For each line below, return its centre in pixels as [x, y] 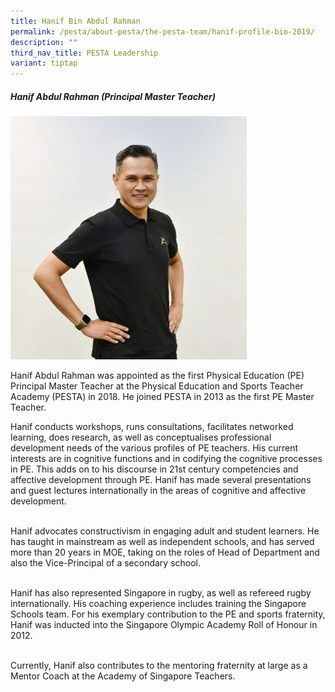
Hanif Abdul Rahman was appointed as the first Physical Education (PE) [157, 376]
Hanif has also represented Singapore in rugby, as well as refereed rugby [161, 593]
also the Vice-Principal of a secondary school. [106, 563]
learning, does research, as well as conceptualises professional [141, 437]
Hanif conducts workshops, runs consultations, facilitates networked [152, 427]
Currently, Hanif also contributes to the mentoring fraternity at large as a [159, 666]
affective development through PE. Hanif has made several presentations [161, 480]
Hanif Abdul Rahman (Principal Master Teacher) [113, 96]
